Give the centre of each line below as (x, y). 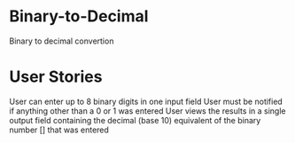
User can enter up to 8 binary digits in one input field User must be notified (146, 101)
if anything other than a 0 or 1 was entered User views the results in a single (147, 111)
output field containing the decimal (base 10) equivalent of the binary (135, 120)
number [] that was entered (59, 130)
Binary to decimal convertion (62, 41)
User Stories (56, 77)
